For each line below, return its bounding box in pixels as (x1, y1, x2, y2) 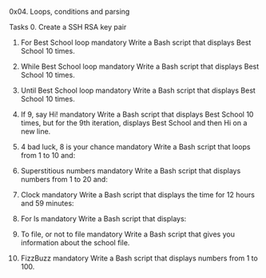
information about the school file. (20, 238, 130, 247)
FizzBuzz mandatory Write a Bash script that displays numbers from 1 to (20, 253, 258, 263)
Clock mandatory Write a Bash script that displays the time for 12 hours (20, 190, 255, 199)
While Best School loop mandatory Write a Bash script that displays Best (20, 62, 260, 71)
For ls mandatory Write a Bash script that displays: (20, 214, 187, 223)
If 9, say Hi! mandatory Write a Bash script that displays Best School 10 (20, 109, 254, 119)
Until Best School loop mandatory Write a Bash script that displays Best (20, 85, 256, 95)
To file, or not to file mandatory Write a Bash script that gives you (20, 229, 235, 239)
